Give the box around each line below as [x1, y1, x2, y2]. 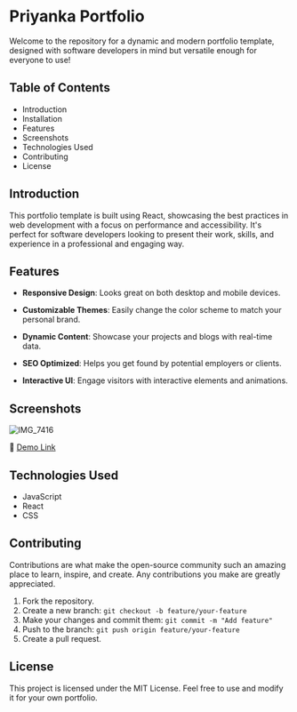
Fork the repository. [21, 596, 95, 606]
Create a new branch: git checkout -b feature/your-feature [21, 604, 247, 615]
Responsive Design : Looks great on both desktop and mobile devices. [21, 287, 281, 299]
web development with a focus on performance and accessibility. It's [9, 220, 262, 230]
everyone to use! [9, 54, 71, 65]
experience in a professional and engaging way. [9, 238, 185, 249]
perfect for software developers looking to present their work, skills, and [9, 228, 274, 239]
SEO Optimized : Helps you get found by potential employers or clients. [21, 358, 282, 369]
